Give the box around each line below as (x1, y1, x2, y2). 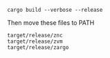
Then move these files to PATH (7, 19, 95, 27)
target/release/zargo (7, 44, 69, 51)
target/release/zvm (7, 38, 63, 45)
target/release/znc (7, 32, 63, 39)
